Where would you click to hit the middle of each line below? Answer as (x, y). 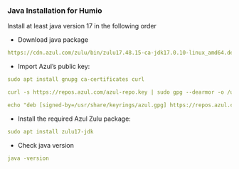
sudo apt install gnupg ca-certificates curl (76, 80)
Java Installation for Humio (55, 11)
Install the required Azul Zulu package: (74, 119)
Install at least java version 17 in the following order (82, 26)
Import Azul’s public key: (54, 67)
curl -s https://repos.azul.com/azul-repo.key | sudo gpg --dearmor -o (116, 92)
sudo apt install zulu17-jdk (51, 131)
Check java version (46, 145)
